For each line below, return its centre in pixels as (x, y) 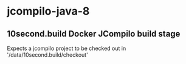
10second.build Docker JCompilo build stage (94, 34)
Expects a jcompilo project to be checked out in (67, 48)
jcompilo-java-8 (48, 11)
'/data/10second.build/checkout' (48, 55)
